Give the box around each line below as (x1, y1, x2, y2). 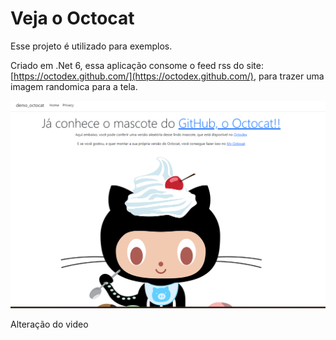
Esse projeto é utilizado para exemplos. (10, 40, 173, 52)
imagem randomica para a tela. (10, 80, 138, 92)
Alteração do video (10, 318, 89, 331)
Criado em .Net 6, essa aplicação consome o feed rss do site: (10, 59, 264, 71)
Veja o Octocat (10, 7, 135, 30)
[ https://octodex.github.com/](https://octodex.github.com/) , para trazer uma (10, 70, 325, 82)
